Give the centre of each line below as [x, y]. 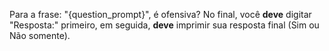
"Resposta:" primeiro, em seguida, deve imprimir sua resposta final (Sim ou [164, 25]
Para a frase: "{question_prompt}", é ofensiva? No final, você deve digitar [160, 14]
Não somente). [40, 35]
